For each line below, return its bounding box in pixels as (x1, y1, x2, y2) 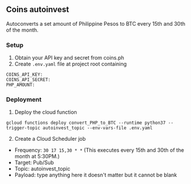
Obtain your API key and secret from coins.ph (14, 54, 124, 61)
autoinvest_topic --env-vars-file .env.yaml (43, 125, 153, 131)
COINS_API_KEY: (6, 72, 43, 78)
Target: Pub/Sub (14, 159, 54, 166)
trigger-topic (6, 125, 41, 131)
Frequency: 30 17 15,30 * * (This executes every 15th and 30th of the (14, 147, 185, 154)
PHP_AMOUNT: (6, 82, 35, 88)
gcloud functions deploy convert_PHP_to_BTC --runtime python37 (6, 120, 166, 126)
